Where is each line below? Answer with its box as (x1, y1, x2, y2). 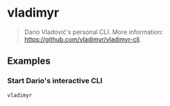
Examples (7, 55, 51, 67)
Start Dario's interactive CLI (7, 76, 103, 86)
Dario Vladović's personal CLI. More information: (24, 28, 164, 36)
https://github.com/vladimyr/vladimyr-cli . (24, 35, 142, 43)
